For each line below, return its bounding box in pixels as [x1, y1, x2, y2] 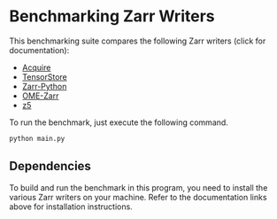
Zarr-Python [21, 81, 67, 91]
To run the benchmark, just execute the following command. [9, 117, 228, 128]
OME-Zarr [21, 90, 59, 101]
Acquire [21, 62, 51, 73]
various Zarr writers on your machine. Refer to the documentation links [9, 192, 267, 202]
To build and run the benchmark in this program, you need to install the [9, 182, 268, 192]
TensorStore [21, 71, 68, 82]
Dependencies [9, 159, 91, 174]
